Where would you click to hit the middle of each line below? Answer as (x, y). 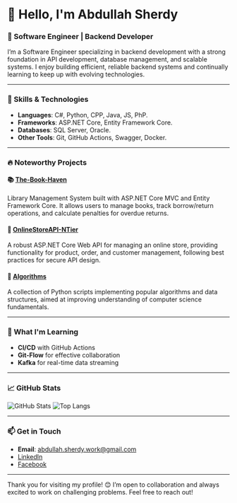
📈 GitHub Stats (34, 388)
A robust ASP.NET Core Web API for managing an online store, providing (113, 245)
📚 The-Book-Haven (37, 180)
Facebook (32, 464)
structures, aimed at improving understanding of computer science (105, 299)
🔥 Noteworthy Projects (47, 162)
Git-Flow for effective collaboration (69, 355)
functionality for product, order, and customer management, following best (116, 253)
